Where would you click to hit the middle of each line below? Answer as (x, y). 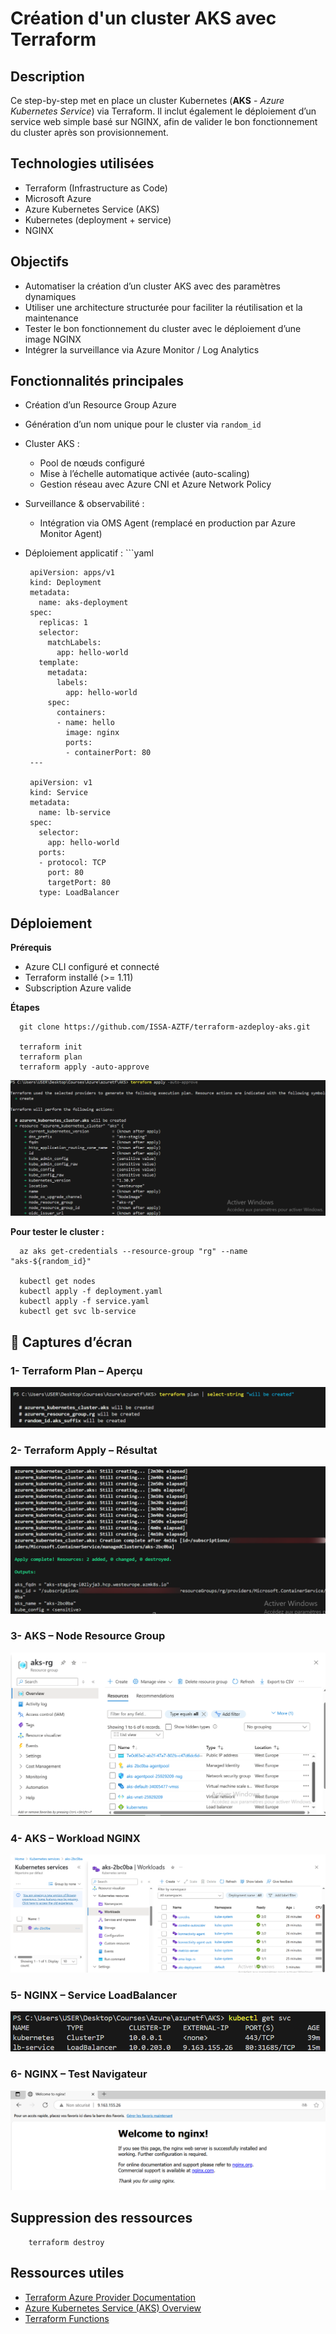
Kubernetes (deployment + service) (98, 219)
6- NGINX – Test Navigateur (79, 2074)
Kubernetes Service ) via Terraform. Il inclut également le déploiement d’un (163, 111)
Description (47, 76)
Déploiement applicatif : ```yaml (89, 553)
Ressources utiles (67, 2273)
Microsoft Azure (58, 198)
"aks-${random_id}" (51, 1262)
